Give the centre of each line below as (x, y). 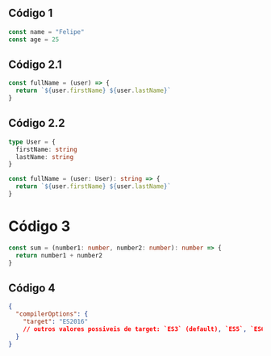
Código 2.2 (37, 123)
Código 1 (31, 13)
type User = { (32, 142)
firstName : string (47, 149)
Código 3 (40, 226)
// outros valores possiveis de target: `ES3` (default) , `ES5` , (135, 329)
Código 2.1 (35, 64)
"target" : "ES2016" (56, 322)
